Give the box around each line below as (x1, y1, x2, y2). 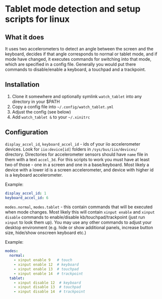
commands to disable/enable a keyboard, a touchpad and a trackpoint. (5, 66, 146, 72)
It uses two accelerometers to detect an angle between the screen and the (5, 46, 154, 51)
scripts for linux (5, 14, 70, 25)
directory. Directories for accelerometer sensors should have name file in (5, 151, 148, 157)
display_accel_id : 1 (5, 191, 47, 196)
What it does (5, 33, 44, 41)
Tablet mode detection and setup (5, 3, 141, 15)
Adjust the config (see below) (12, 109, 71, 115)
